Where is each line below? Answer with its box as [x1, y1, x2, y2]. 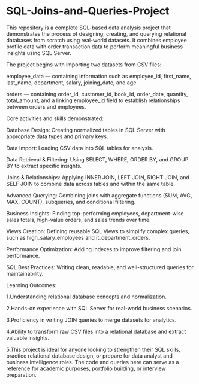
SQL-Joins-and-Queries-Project [6, 4, 170, 18]
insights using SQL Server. [6, 49, 72, 56]
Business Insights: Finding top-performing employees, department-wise [6, 209, 184, 217]
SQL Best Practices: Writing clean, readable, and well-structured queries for [6, 263, 194, 270]
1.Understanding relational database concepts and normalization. [6, 293, 167, 300]
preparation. [6, 371, 37, 378]
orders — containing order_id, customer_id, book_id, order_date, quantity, [6, 90, 188, 97]
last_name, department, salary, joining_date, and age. [6, 79, 138, 86]
